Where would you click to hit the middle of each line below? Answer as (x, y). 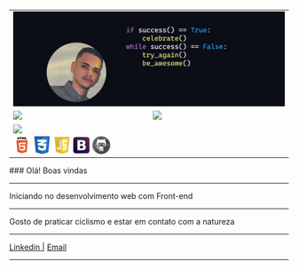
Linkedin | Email (38, 247)
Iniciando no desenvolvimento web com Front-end (101, 196)
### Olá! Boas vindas (48, 170)
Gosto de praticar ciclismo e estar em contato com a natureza (122, 222)
